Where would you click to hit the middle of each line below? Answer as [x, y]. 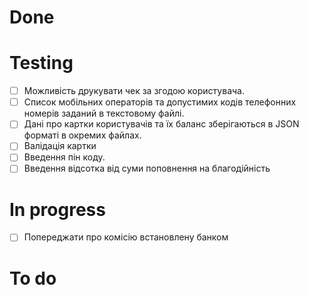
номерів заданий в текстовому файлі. [104, 113]
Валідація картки [60, 146]
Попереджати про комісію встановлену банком [126, 237]
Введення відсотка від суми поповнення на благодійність [147, 168]
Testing [41, 63]
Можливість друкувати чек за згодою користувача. [134, 91]
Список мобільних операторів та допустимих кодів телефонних [160, 102]
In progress [57, 209]
